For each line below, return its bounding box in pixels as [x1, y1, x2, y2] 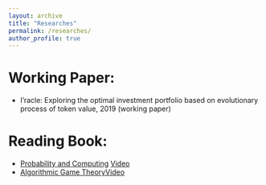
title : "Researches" [8, 19, 78, 27]
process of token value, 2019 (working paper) [19, 104, 171, 113]
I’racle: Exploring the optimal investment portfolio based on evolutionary [19, 96, 259, 105]
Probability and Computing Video [19, 158, 130, 169]
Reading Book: [8, 132, 108, 150]
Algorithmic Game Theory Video [19, 167, 125, 177]
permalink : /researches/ [8, 27, 92, 35]
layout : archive [8, 11, 63, 20]
